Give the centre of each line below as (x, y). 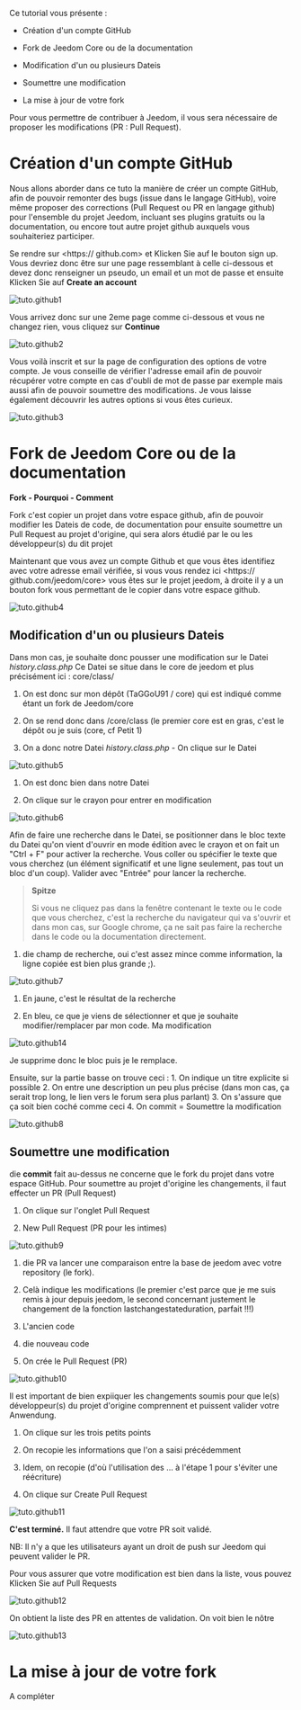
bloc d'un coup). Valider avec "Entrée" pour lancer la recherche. (128, 873)
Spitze (44, 891)
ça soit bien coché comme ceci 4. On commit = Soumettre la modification (146, 1106)
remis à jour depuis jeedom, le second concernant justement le (139, 1299)
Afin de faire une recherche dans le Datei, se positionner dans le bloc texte (147, 835)
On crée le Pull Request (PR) (75, 1361)
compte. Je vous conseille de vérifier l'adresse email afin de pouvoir (136, 371)
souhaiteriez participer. (52, 236)
